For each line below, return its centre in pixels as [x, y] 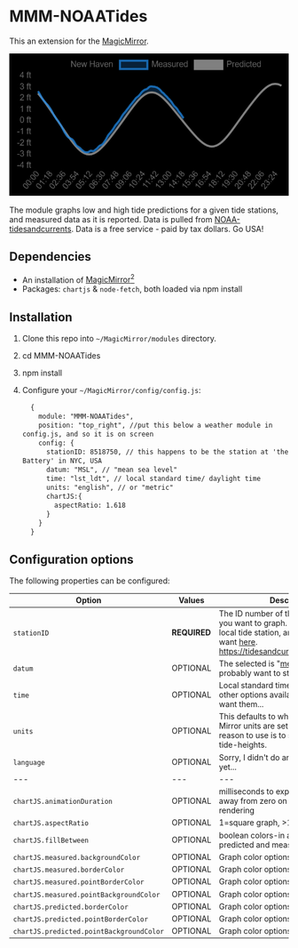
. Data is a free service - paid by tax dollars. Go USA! [167, 229]
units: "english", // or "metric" [110, 488]
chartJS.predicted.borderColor [71, 907]
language [29, 763]
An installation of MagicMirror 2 [78, 279]
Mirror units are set [253, 726]
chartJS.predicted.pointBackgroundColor [89, 932]
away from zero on [253, 801]
